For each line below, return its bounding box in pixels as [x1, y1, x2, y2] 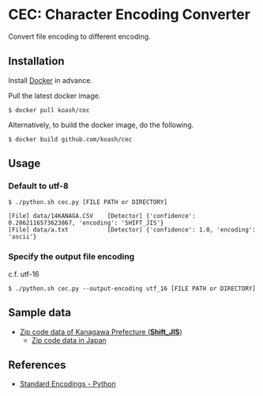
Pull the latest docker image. [8, 91, 101, 100]
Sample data [8, 306, 71, 319]
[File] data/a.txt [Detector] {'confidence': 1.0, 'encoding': [8, 226, 257, 234]
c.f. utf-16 [8, 269, 39, 278]
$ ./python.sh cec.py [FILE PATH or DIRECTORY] [8, 198, 168, 206]
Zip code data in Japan [31, 335, 107, 345]
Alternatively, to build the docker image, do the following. [8, 120, 194, 130]
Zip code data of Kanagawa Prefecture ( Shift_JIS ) [19, 326, 183, 337]
